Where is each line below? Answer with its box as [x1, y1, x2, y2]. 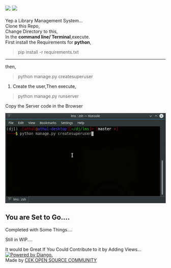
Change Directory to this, [5, 28, 58, 35]
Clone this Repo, [5, 23, 40, 29]
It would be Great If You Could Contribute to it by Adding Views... [5, 246, 141, 252]
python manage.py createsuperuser [17, 73, 93, 79]
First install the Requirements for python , [5, 39, 92, 45]
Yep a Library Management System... [5, 17, 83, 23]
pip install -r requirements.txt [17, 49, 79, 55]
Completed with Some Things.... [5, 226, 73, 232]
